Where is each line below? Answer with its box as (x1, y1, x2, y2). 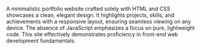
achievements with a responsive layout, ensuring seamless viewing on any (6, 18, 192, 25)
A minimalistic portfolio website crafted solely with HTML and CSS (6, 5, 170, 12)
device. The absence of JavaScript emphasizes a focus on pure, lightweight (6, 24, 195, 31)
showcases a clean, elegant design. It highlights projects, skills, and (6, 11, 175, 19)
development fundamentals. (6, 37, 76, 44)
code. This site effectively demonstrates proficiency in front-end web (6, 31, 178, 38)
